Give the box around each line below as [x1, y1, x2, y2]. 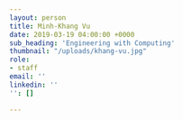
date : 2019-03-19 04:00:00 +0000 [9, 30, 135, 39]
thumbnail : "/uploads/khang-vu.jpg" [9, 47, 147, 56]
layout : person [9, 13, 67, 23]
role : [9, 55, 30, 64]
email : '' [9, 72, 47, 81]
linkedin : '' [9, 80, 59, 89]
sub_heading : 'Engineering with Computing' [9, 38, 176, 48]
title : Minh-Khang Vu [9, 22, 91, 31]
